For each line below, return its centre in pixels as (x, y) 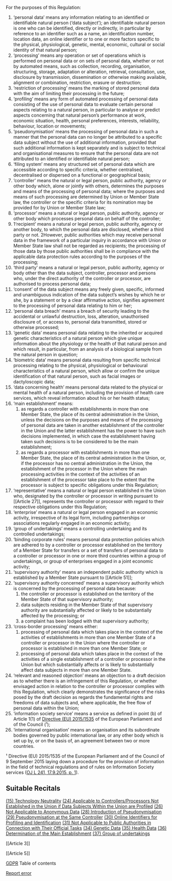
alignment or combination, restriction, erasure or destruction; (77, 82)
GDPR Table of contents (31, 863)
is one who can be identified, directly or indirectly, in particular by (82, 28)
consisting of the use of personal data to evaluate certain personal (83, 104)
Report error (19, 873)
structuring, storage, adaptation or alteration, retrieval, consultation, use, (90, 72)
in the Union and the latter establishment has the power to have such (93, 431)
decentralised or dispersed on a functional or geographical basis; (82, 175)
